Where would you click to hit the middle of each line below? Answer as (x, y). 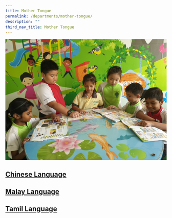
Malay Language (33, 192)
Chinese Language (36, 174)
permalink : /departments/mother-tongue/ (49, 16)
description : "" (23, 21)
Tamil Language (31, 209)
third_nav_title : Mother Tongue (40, 27)
